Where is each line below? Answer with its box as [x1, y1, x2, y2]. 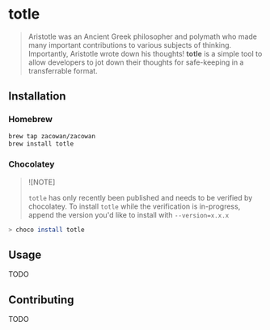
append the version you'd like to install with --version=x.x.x [27, 209, 230, 219]
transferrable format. [27, 66, 99, 75]
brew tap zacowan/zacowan [8, 132, 95, 140]
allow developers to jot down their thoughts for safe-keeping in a [27, 57, 244, 67]
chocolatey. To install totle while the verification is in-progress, [27, 201, 241, 211]
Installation [8, 90, 66, 104]
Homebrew [8, 114, 53, 125]
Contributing [8, 293, 74, 307]
